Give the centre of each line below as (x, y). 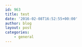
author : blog (18, 23)
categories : (17, 32)
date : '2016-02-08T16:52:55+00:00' (41, 19)
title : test (17, 14)
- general (24, 37)
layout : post (18, 28)
